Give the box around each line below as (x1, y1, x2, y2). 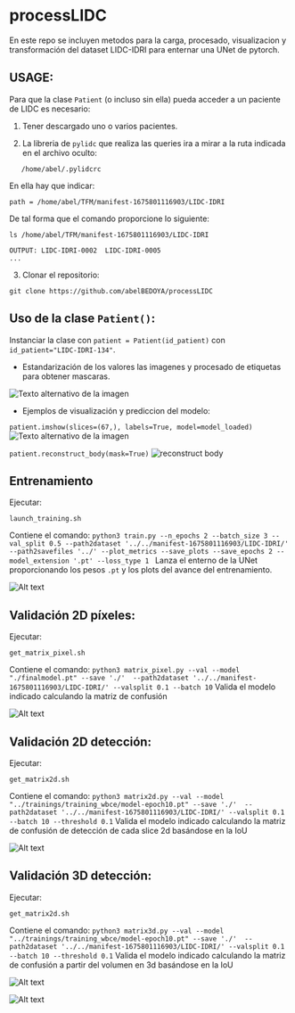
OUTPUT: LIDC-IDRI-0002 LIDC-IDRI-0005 (9, 246, 162, 255)
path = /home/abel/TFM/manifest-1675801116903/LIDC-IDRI (9, 197, 225, 206)
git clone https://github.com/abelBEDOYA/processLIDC (9, 286, 214, 295)
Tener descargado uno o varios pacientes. (21, 120, 178, 131)
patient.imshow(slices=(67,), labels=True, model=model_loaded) (9, 423, 253, 432)
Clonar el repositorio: (21, 269, 100, 280)
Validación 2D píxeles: (9, 607, 135, 622)
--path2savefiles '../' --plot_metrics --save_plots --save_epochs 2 (9, 548, 274, 556)
